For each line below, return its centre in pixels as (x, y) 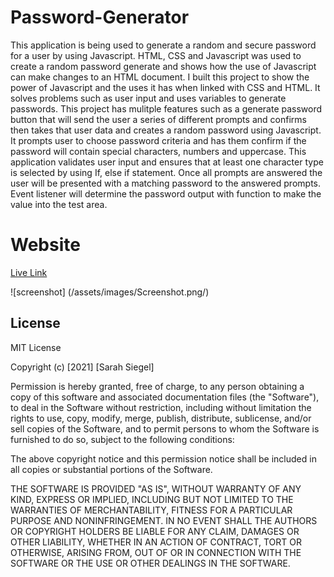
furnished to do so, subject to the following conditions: (122, 439)
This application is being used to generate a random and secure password (163, 45)
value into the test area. (59, 204)
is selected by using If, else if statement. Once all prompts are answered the (166, 172)
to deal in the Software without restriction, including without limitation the (161, 407)
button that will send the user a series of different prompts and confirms (158, 119)
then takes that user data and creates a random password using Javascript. (166, 130)
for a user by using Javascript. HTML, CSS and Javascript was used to (156, 55)
